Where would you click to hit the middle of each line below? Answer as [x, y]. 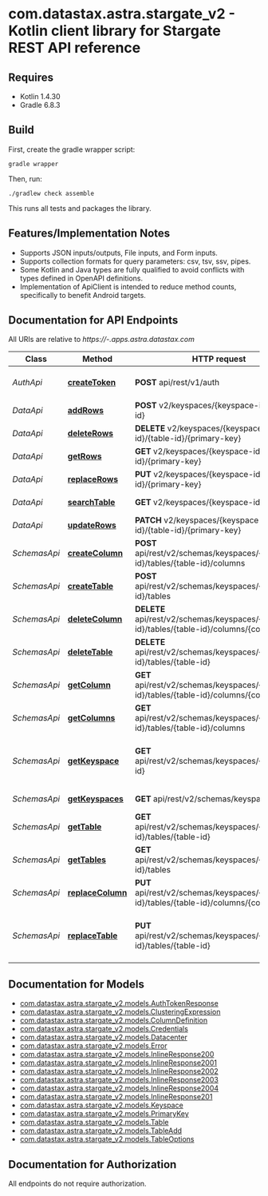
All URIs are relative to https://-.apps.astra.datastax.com [102, 340]
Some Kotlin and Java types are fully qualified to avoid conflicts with [132, 269]
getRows [85, 456]
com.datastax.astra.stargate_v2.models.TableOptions [107, 1139]
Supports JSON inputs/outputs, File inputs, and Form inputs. [118, 252]
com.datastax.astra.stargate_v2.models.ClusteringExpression [120, 1012]
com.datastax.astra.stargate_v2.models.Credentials [104, 1029]
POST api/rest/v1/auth [177, 383]
